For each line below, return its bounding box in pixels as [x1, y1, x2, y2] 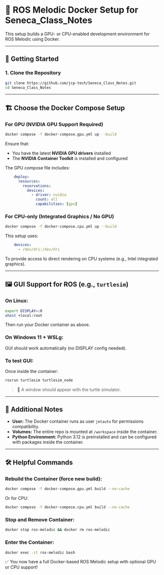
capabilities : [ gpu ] [36, 202, 78, 206]
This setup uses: [5, 233, 39, 239]
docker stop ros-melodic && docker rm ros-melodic [5, 527, 110, 533]
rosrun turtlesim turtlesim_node [5, 378, 73, 383]
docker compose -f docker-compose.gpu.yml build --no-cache [5, 487, 130, 492]
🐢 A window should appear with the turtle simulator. [17, 387, 121, 392]
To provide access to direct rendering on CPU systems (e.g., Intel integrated [5, 256, 158, 262]
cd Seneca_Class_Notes [5, 85, 51, 90]
